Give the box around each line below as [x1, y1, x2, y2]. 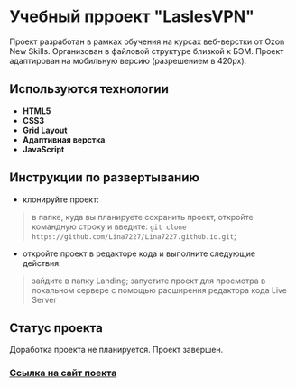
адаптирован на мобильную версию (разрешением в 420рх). [9, 55, 247, 66]
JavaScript [22, 143, 65, 154]
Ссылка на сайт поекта [9, 367, 117, 380]
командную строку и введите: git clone [31, 221, 187, 232]
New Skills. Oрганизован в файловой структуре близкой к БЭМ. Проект [9, 45, 284, 56]
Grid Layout [22, 124, 68, 135]
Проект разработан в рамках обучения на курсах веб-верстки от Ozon [9, 36, 285, 47]
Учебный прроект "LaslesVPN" [9, 6, 254, 27]
